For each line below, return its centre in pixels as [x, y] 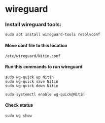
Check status [19, 105]
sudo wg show [18, 116]
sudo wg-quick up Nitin [30, 77]
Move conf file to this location [36, 46]
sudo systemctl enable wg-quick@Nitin [45, 94]
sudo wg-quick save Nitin [32, 81]
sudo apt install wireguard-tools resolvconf [52, 35]
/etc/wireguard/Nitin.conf [33, 56]
